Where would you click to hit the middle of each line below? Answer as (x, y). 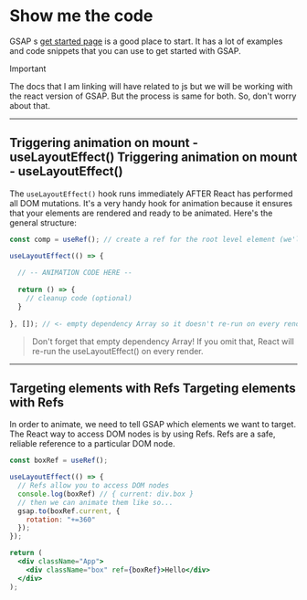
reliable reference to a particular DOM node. (92, 444)
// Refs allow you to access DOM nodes (94, 486)
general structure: (43, 222)
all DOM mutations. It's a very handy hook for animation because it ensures (151, 203)
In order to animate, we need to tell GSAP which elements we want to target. (153, 425)
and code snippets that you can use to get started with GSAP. (126, 50)
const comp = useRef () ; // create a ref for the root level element (143, 239)
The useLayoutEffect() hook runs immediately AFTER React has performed (151, 194)
